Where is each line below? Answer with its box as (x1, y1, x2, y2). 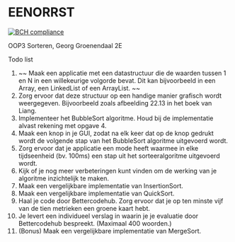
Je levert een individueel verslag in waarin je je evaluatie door (18, 212, 199, 220)
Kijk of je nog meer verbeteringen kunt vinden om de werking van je (18, 166, 217, 175)
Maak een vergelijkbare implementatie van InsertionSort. (18, 181, 183, 190)
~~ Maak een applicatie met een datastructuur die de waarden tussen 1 (18, 69, 227, 77)
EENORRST (8, 4, 75, 21)
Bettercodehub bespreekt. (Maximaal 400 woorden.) (18, 219, 172, 227)
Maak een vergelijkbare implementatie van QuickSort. (18, 189, 175, 197)
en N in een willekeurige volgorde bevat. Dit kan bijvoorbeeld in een (18, 76, 216, 85)
